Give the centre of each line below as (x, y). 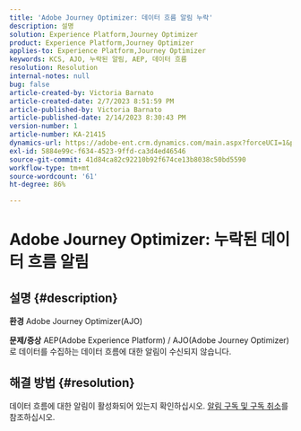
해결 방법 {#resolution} (72, 383)
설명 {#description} (64, 298)
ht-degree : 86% (38, 185)
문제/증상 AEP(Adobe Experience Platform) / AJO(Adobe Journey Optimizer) (149, 340)
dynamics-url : (36, 143)
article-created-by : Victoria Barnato (82, 92)
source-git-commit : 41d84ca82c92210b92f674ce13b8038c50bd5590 (128, 159)
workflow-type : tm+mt (50, 168)
